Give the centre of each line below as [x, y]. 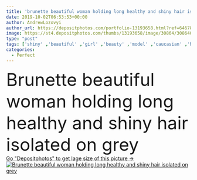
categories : [21, 50]
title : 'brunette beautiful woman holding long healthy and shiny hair [95, 11]
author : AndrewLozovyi [34, 22]
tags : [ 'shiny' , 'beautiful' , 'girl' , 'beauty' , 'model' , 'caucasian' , [97, 45]
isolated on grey [72, 144]
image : [14, 33]
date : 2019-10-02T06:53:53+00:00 [47, 17]
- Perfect [23, 55]
